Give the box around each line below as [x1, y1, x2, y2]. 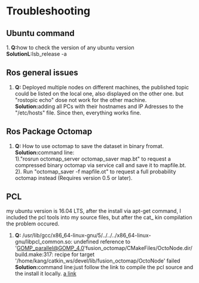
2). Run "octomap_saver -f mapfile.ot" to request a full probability [14, 168, 176, 175]
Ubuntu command [6, 28, 75, 38]
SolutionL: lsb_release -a [6, 50, 67, 58]
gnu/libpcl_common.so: [14, 238, 73, 245]
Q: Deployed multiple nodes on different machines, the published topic [14, 83, 189, 91]
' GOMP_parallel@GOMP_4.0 [14, 245, 85, 252]
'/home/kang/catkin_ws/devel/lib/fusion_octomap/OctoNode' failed [14, 257, 180, 264]
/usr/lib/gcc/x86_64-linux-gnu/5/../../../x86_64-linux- [22, 232, 151, 239]
